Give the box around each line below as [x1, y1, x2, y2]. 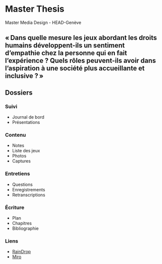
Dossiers [5, 88, 33, 97]
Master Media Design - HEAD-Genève [5, 20, 82, 25]
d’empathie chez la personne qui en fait [5, 49, 127, 57]
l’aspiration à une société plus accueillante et [5, 64, 145, 73]
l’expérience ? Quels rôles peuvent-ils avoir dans [5, 57, 156, 65]
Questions [12, 182, 33, 187]
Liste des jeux [12, 148, 40, 154]
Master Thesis [5, 3, 65, 15]
